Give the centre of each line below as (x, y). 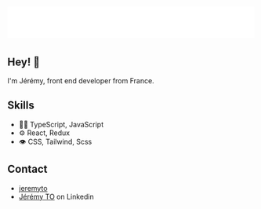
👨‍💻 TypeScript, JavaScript (61, 124)
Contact (27, 169)
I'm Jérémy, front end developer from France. (81, 81)
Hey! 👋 (24, 62)
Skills (21, 106)
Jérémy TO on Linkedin (56, 196)
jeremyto (33, 188)
